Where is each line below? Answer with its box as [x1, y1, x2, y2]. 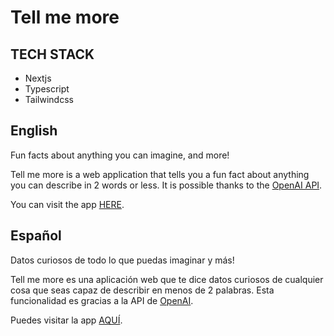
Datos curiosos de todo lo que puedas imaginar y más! [10, 254, 235, 266]
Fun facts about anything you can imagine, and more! [10, 149, 230, 161]
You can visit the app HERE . [10, 198, 125, 210]
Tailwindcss [24, 94, 74, 105]
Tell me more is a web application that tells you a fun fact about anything [10, 168, 310, 180]
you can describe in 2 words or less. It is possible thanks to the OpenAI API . [10, 179, 323, 191]
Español [10, 227, 62, 245]
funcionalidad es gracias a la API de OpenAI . [10, 294, 194, 306]
